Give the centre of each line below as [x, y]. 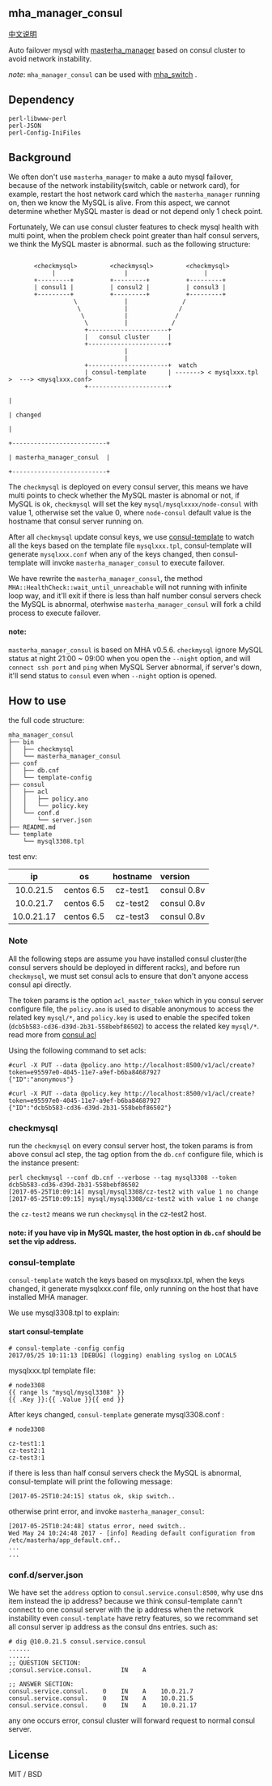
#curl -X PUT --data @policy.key [65, 1093]
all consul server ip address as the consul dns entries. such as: [113, 1627]
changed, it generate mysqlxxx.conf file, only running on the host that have [134, 1288]
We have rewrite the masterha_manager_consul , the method [106, 579]
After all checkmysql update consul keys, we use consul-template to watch [132, 537]
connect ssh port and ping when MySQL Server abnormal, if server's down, [135, 667]
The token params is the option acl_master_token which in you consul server [136, 1000]
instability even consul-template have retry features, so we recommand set [134, 1618]
